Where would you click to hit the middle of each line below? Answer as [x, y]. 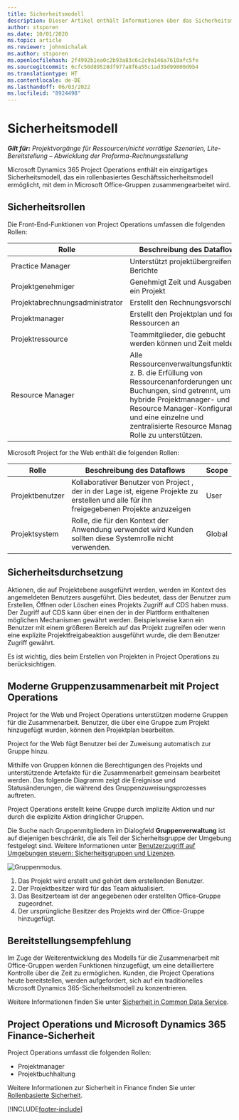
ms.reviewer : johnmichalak [47, 47]
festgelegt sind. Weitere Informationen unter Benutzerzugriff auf [101, 845]
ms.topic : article [34, 41]
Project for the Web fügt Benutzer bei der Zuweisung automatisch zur [109, 743]
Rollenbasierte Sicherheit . [45, 1095]
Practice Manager [41, 266]
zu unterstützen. [175, 435]
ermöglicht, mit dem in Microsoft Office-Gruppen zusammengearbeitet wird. [119, 185]
